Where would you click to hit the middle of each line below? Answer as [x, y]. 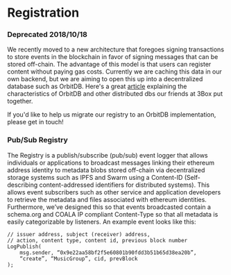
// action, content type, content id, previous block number [97, 240]
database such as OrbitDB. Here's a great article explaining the [97, 86]
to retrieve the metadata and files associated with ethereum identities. [107, 199]
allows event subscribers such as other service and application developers [114, 192]
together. [20, 101]
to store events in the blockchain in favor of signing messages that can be [113, 57]
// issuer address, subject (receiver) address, [79, 234]
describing [23, 185]
